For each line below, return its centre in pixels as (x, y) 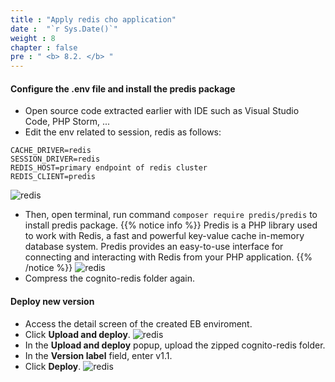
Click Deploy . (53, 366)
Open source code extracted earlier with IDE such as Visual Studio (162, 111)
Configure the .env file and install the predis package (123, 88)
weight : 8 (33, 38)
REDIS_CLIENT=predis (53, 177)
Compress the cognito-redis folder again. (110, 278)
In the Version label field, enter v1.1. (98, 355)
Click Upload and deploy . (77, 334)
